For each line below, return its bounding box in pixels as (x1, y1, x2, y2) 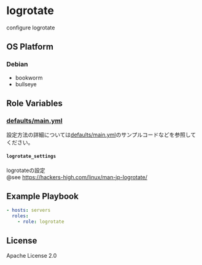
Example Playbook (6, 191, 79, 201)
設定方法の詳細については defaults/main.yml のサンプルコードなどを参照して (6, 131, 196, 138)
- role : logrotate (17, 218, 64, 225)
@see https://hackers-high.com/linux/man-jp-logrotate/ (6, 173, 147, 181)
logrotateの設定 (6, 166, 45, 174)
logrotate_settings (6, 153, 56, 159)
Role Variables (6, 99, 63, 109)
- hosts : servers (6, 207, 51, 214)
